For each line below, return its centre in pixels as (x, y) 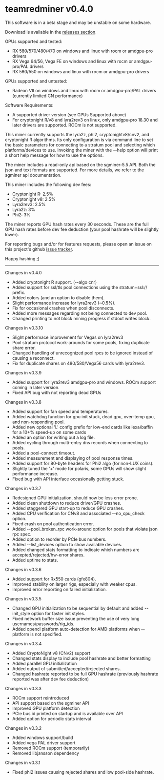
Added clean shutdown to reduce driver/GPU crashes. (66, 503)
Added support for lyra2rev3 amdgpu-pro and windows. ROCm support (84, 382)
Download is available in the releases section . (51, 32)
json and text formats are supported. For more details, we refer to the (75, 170)
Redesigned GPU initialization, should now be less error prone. (75, 498)
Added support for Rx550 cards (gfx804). (54, 579)
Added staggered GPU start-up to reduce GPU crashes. (68, 508)
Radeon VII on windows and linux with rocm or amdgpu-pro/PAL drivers (84, 90)
